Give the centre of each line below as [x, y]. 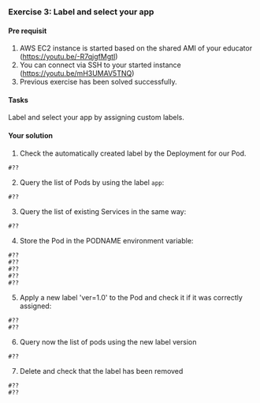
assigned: [35, 306]
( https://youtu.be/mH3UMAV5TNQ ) [77, 73]
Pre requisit [28, 31]
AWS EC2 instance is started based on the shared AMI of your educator [136, 48]
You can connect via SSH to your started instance [100, 65]
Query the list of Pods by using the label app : [92, 182]
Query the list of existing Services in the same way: [103, 211]
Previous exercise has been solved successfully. [98, 82]
